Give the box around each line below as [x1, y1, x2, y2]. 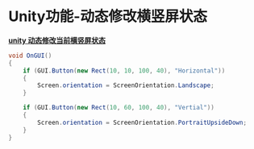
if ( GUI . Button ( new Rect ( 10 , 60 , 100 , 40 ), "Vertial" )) [23, 104, 215, 112]
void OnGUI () [8, 52, 52, 60]
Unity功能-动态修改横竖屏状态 [8, 7, 208, 26]
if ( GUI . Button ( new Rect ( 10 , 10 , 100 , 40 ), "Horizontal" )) [23, 66, 226, 75]
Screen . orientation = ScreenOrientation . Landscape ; [37, 81, 215, 89]
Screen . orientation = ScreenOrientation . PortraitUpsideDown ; [37, 118, 248, 126]
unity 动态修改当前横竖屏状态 [8, 35, 106, 45]
